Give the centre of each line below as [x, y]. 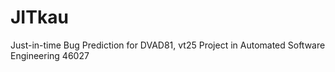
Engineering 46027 [50, 55]
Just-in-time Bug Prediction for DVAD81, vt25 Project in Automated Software [168, 45]
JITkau [39, 17]
